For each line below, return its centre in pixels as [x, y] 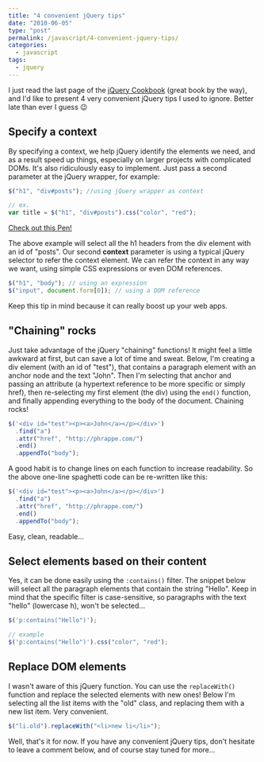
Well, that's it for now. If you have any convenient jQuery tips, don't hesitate [132, 741]
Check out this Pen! [40, 228]
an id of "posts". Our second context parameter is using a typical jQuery [126, 252]
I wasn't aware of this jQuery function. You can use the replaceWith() [122, 686]
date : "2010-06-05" [40, 23]
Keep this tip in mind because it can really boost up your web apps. [118, 305]
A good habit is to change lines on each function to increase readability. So [131, 468]
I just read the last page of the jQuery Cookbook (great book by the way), [128, 90]
